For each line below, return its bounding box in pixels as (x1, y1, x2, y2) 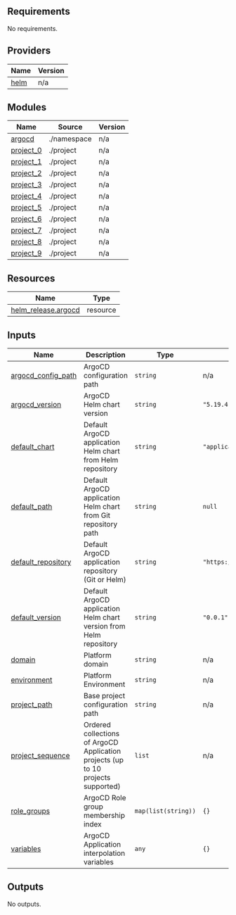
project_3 (11, 179, 42, 189)
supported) (83, 781, 121, 791)
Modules (7, 101, 47, 113)
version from (83, 621, 126, 631)
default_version (11, 612, 62, 622)
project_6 (11, 214, 42, 224)
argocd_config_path (11, 371, 77, 381)
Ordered (83, 720, 111, 730)
